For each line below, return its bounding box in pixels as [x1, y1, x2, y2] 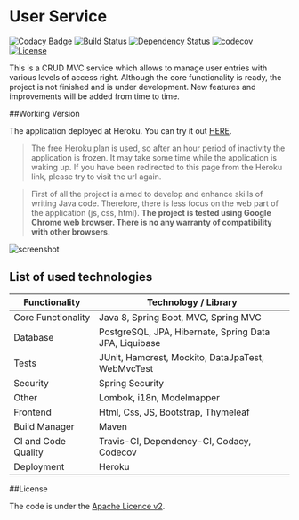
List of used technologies [9, 269, 153, 285]
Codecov [99, 446, 137, 458]
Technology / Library [146, 296, 238, 309]
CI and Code [13, 434, 67, 447]
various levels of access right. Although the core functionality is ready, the [9, 71, 282, 82]
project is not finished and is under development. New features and [9, 81, 256, 92]
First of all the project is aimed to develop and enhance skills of [30, 188, 263, 199]
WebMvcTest [99, 362, 154, 375]
